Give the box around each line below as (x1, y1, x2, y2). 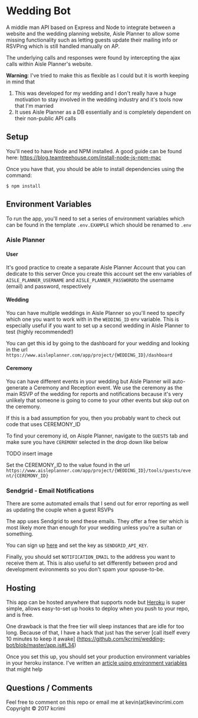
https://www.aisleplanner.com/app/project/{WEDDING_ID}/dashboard (6, 352, 173, 358)
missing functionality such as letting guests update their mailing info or (6, 36, 178, 43)
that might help (6, 666, 43, 673)
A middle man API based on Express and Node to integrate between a (6, 24, 176, 31)
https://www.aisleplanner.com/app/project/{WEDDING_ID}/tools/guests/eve (6, 468, 192, 474)
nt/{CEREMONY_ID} (6, 473, 49, 479)
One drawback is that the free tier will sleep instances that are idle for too (6, 623, 184, 630)
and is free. (6, 611, 34, 619)
